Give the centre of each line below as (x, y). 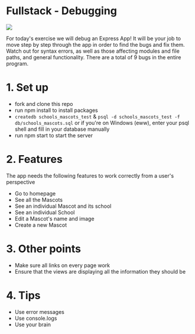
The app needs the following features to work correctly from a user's (90, 175)
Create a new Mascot (41, 225)
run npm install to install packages (56, 110)
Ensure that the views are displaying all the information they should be (100, 271)
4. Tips (23, 295)
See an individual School (45, 212)
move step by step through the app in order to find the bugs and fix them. (95, 44)
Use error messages (40, 311)
